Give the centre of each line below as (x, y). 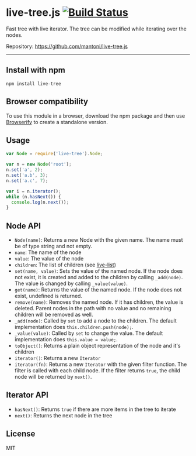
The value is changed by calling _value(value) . (71, 283)
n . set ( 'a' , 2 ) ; (24, 170)
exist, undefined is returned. (48, 296)
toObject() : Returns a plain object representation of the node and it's (97, 346)
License (21, 434)
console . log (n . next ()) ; (40, 202)
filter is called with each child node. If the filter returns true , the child (97, 371)
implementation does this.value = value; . (66, 340)
